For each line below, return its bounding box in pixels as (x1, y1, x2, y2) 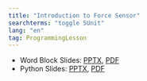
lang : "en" (8, 26, 44, 34)
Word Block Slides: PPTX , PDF (19, 56, 120, 65)
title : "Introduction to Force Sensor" (8, 11, 141, 20)
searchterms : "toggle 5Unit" (8, 19, 105, 27)
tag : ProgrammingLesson (8, 33, 87, 42)
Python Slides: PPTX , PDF (19, 64, 105, 74)
